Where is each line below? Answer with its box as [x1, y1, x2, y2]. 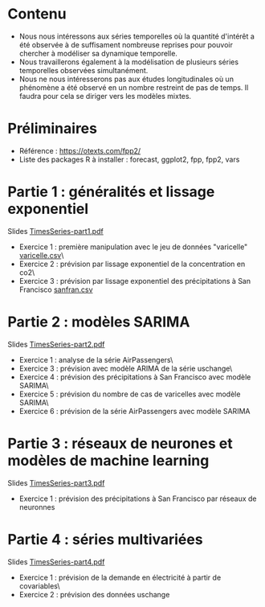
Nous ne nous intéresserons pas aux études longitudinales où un [18, 74, 234, 84]
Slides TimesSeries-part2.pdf [7, 339, 105, 349]
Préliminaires [7, 120, 98, 137]
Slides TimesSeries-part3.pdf [7, 478, 105, 487]
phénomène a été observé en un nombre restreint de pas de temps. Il [18, 82, 249, 92]
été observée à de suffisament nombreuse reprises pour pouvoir [18, 39, 234, 49]
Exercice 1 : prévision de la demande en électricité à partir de [18, 572, 222, 582]
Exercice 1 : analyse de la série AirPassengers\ [18, 355, 173, 364]
